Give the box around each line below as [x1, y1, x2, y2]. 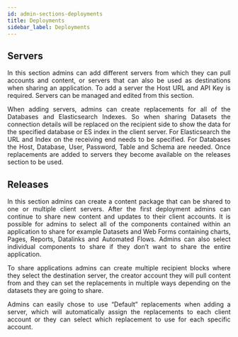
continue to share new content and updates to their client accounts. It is [7, 212, 231, 221]
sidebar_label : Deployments [7, 23, 91, 31]
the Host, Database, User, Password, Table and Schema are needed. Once [7, 143, 231, 151]
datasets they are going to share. [7, 287, 104, 294]
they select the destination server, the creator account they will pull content [7, 271, 231, 280]
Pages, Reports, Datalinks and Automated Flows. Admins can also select [7, 235, 231, 243]
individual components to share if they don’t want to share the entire [7, 243, 231, 250]
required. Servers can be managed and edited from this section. [7, 92, 195, 100]
